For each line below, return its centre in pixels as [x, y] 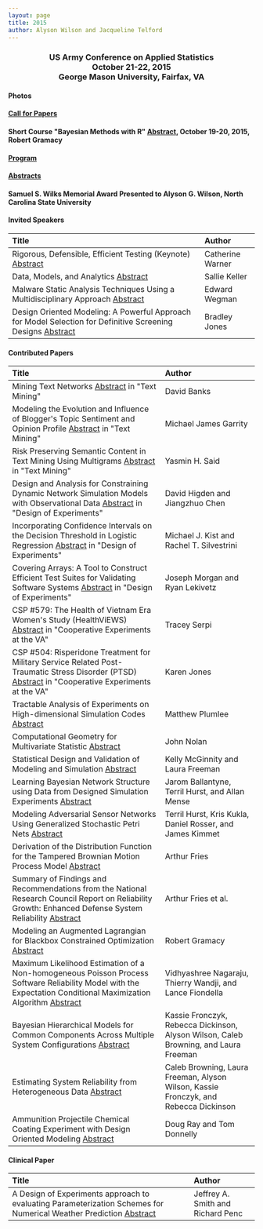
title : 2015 [27, 23]
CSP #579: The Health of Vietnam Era [81, 611]
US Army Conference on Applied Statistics [131, 57]
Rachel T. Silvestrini [201, 545]
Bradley [219, 317]
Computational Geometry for [65, 737]
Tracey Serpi [188, 625]
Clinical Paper [31, 1160]
